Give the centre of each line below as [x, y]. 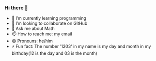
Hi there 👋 [16, 8]
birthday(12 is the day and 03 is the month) [54, 53]
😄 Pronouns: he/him [32, 41]
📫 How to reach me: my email [42, 34]
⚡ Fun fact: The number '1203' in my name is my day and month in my [81, 46]
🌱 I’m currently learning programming [49, 18]
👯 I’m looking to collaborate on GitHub [49, 23]
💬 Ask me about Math [33, 29]
